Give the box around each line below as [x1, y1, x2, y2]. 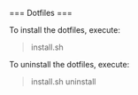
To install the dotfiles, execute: [9, 25, 121, 35]
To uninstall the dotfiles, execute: [9, 59, 130, 69]
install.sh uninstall [30, 76, 96, 87]
